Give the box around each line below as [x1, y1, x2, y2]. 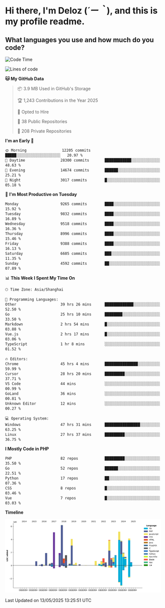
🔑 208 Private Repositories [17, 128, 72, 134]
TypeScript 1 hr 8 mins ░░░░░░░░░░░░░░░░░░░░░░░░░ [5, 342, 161, 347]
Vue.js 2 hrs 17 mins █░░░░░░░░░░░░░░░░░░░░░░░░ [5, 332, 161, 337]
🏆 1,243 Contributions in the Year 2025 [17, 98, 98, 103]
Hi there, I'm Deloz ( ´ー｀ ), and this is [5, 5, 158, 16]
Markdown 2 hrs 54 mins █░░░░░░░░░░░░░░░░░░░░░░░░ [5, 322, 161, 327]
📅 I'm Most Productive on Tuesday [5, 191, 78, 197]
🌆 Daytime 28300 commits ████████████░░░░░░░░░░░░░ [5, 158, 161, 163]
